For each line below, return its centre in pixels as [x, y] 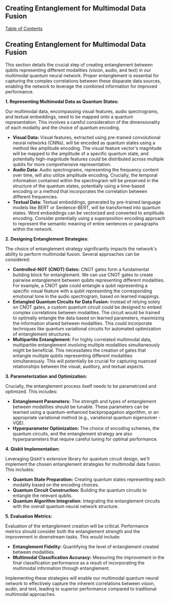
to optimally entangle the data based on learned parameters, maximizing [88, 318]
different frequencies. [35, 196]
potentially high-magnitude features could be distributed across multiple [88, 159]
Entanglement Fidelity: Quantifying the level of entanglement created [86, 546]
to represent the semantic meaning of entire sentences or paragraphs [86, 223]
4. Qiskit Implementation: [32, 449]
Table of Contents [24, 28]
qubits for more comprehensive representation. [62, 164]
